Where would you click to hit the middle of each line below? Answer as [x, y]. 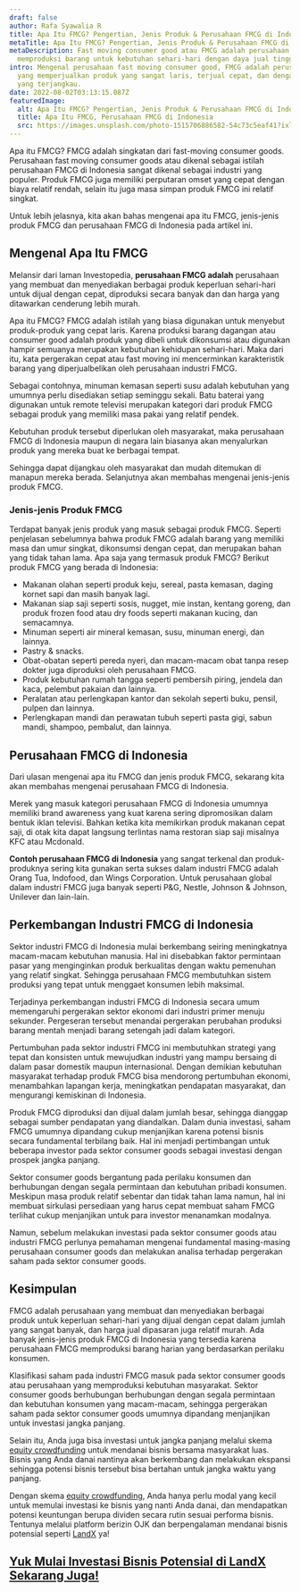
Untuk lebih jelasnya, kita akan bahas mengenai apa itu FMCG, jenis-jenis [144, 216]
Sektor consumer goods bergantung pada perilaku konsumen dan [130, 1177]
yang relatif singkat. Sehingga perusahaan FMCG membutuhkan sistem [140, 974]
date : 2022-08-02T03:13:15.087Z [69, 92]
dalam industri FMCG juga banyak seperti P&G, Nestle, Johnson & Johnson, [148, 887]
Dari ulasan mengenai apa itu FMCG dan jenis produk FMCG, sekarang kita [147, 776]
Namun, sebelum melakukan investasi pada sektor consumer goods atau [143, 1232]
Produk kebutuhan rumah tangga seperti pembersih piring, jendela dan [152, 679]
